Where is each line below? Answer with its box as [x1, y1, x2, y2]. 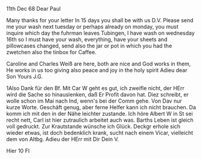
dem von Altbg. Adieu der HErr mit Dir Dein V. [6, 136, 119, 143]
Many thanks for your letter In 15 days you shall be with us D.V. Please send [6, 17, 194, 23]
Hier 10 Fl [6, 147, 30, 154]
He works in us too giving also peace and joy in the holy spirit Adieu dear [6, 67, 188, 74]
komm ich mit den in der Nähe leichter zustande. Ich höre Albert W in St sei [6, 110, 193, 117]
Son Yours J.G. [6, 73, 43, 80]
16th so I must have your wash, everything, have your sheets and [6, 36, 168, 43]
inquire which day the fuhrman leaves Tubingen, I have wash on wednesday [6, 29, 195, 37]
